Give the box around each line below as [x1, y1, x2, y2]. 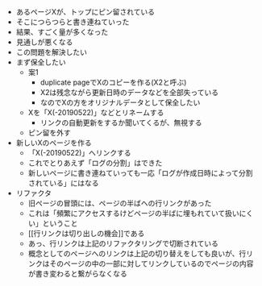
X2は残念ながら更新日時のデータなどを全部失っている [40, 88, 219, 97]
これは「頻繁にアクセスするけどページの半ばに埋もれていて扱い [27, 209, 239, 218]
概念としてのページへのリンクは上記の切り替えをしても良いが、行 [27, 249, 247, 258]
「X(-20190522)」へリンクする [27, 148, 131, 157]
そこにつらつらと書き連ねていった [15, 17, 130, 27]
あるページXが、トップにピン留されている [15, 7, 156, 16]
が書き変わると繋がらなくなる [27, 269, 127, 278]
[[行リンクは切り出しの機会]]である [27, 229, 145, 238]
